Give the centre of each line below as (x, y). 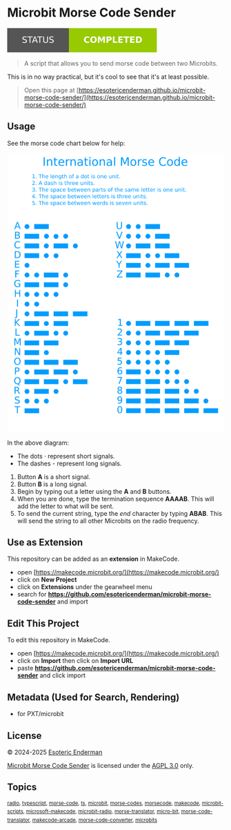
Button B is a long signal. (52, 484)
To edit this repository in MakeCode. (59, 640)
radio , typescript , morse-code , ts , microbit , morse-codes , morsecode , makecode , (104, 803)
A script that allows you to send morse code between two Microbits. (121, 63)
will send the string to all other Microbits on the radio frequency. (108, 521)
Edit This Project (43, 623)
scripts (16, 812)
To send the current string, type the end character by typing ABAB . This (120, 513)
